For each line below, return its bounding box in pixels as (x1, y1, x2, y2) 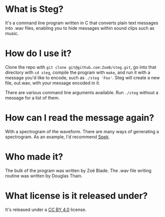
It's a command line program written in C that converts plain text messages (5, 20, 159, 26)
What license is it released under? (5, 190, 148, 201)
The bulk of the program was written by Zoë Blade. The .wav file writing (5, 167, 152, 173)
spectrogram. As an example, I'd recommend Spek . (5, 134, 110, 140)
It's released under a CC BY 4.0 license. (5, 207, 87, 213)
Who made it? (5, 151, 63, 162)
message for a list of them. (5, 95, 60, 101)
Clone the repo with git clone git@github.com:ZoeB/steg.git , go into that (5, 64, 157, 70)
